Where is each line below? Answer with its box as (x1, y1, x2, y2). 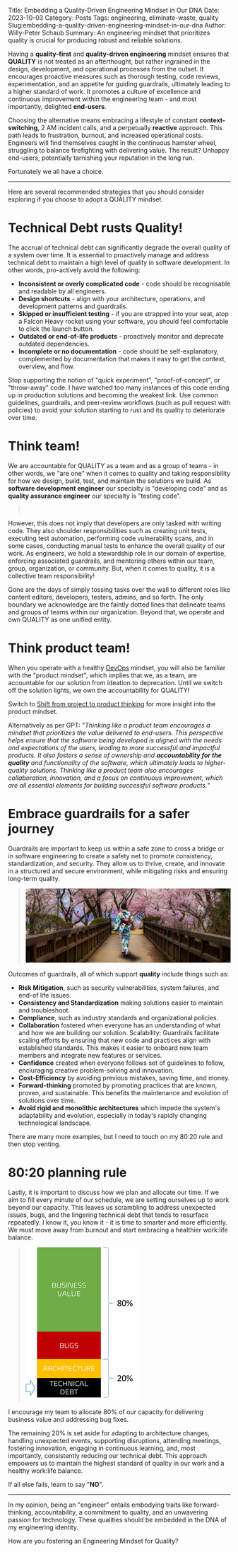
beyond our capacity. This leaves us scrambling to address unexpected (8, 1203, 216, 1211)
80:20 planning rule (8, 1165, 127, 1180)
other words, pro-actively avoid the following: (8, 265, 141, 274)
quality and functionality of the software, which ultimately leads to (8, 758, 203, 766)
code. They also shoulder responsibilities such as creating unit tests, (8, 526, 208, 535)
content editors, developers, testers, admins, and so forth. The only (8, 593, 204, 601)
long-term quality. (8, 874, 61, 882)
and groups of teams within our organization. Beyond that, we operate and (8, 607, 225, 616)
